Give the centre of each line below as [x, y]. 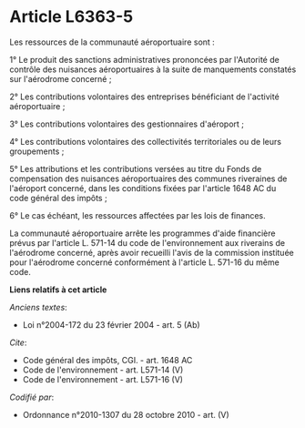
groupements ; [37, 151]
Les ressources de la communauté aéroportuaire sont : [112, 42]
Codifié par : [32, 397]
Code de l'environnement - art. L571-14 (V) [103, 370]
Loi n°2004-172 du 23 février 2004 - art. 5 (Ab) [111, 324]
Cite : [18, 342]
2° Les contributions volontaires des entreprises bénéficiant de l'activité [144, 97]
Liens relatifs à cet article [58, 290]
